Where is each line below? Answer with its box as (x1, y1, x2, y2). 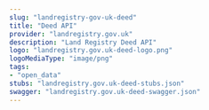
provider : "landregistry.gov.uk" (9, 29, 133, 38)
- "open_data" (9, 71, 62, 80)
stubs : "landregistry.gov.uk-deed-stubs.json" (9, 79, 185, 88)
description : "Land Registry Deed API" (9, 37, 157, 47)
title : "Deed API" (9, 21, 77, 30)
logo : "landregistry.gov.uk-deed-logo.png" (9, 46, 173, 55)
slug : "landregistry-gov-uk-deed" (9, 12, 138, 22)
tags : (9, 63, 29, 72)
